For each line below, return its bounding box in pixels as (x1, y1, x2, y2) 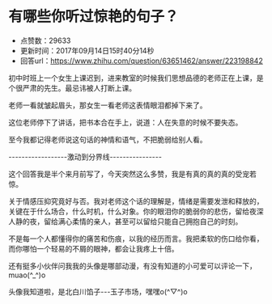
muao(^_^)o (8, 270, 46, 280)
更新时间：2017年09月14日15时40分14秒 (19, 45, 155, 55)
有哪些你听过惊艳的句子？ (8, 7, 180, 26)
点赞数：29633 (19, 36, 71, 45)
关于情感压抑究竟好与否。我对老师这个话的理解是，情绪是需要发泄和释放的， (8, 196, 264, 206)
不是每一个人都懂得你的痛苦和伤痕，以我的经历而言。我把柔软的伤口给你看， (8, 234, 264, 243)
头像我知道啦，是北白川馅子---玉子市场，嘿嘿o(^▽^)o (8, 286, 188, 296)
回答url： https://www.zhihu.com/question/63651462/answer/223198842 (19, 56, 263, 65)
